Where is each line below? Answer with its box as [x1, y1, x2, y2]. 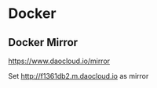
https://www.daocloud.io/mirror [8, 56, 111, 65]
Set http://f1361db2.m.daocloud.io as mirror [8, 72, 149, 80]
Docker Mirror [8, 36, 78, 49]
